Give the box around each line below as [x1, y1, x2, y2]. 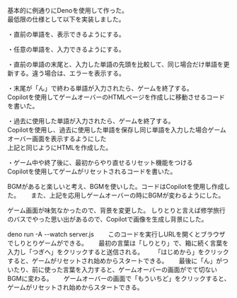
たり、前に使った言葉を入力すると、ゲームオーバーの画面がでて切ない [13, 265, 218, 274]
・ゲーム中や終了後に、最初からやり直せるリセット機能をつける [7, 159, 193, 166]
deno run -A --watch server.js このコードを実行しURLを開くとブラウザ [7, 230, 226, 239]
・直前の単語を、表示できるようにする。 [7, 30, 125, 38]
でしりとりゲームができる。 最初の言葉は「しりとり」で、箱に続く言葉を [7, 239, 229, 247]
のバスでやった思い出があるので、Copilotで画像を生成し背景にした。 [7, 215, 208, 223]
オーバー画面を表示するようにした [7, 134, 107, 143]
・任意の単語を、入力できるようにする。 [7, 45, 125, 53]
